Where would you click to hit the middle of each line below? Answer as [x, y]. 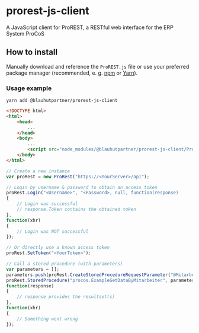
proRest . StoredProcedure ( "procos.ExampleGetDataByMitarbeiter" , [87, 280]
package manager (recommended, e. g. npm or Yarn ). [72, 73]
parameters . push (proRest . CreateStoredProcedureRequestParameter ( [88, 275]
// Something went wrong [47, 319]
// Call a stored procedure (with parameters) [65, 264]
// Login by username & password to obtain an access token [82, 187]
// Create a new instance [38, 171]
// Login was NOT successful [53, 231]
